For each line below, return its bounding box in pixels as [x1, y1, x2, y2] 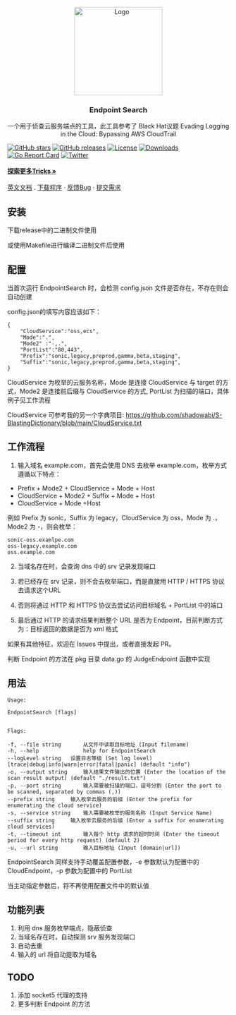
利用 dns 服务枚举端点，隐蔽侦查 [17, 924, 113, 932]
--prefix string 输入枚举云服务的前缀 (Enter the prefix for [7, 795, 192, 803]
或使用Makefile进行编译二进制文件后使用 [7, 241, 125, 250]
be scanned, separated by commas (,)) [7, 788, 121, 795]
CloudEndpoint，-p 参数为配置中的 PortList [7, 866, 132, 875]
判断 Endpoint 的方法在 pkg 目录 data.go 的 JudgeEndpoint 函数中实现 [7, 654, 211, 663]
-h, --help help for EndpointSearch [7, 747, 156, 755]
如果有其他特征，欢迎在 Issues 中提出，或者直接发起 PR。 [7, 639, 175, 648]
